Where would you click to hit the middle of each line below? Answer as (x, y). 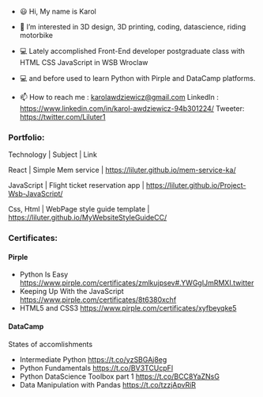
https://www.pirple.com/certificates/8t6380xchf (98, 300)
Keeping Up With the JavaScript (71, 292)
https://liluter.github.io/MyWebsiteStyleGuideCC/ (88, 218)
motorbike (36, 35)
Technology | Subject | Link (53, 155)
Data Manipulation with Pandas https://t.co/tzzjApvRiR (107, 384)
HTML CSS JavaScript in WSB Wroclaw (84, 62)
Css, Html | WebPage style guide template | (79, 209)
